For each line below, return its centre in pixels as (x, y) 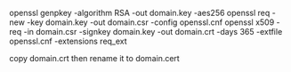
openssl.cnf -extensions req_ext (68, 41)
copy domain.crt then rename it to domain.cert (94, 58)
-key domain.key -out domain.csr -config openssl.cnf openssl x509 (150, 22)
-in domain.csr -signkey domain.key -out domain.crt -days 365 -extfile (153, 32)
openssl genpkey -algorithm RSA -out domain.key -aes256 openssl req (140, 13)
